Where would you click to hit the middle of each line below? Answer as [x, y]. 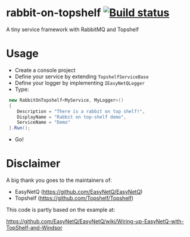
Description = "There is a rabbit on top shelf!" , [81, 111]
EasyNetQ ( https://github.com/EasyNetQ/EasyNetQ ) [79, 192]
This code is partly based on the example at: [61, 210]
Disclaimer [33, 164]
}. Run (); [20, 128]
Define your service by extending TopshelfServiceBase [82, 76]
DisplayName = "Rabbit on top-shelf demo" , [72, 117]
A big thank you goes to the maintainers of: [59, 180]
